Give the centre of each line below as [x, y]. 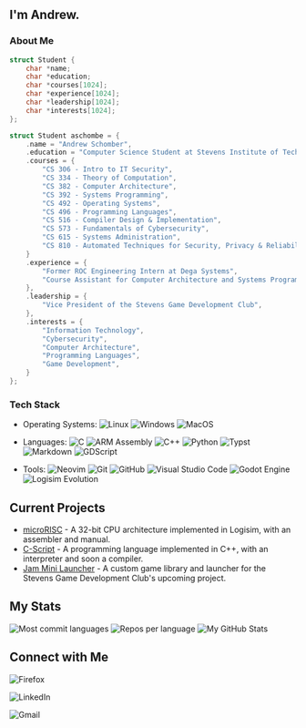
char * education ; [59, 77]
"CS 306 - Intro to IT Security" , [107, 169]
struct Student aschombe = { [65, 136]
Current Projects [57, 508]
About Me [32, 41]
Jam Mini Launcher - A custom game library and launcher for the [144, 569]
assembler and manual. [66, 539]
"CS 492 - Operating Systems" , [102, 203]
